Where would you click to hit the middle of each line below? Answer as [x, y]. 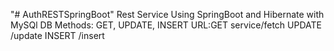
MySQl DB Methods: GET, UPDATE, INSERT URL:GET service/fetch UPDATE [166, 25]
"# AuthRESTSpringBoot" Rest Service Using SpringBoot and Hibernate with [167, 14]
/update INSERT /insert [57, 35]
